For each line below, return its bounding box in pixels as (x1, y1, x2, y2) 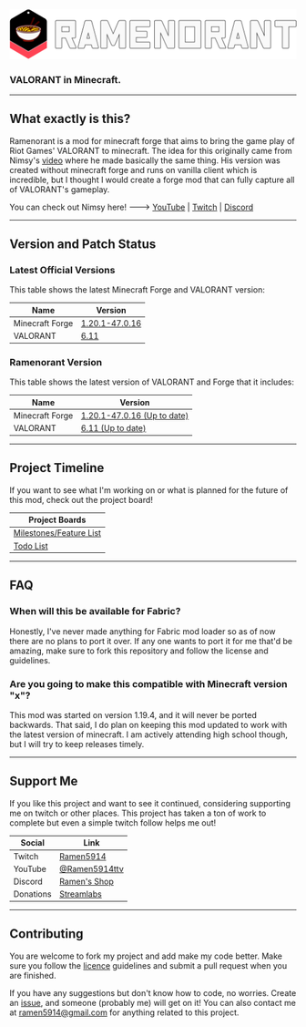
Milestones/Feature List (13, 528, 102, 539)
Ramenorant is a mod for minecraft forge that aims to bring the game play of (9, 135, 295, 146)
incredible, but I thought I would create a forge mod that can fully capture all (9, 174, 295, 185)
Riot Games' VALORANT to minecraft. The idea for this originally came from (9, 145, 293, 156)
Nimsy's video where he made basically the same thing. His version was (9, 155, 280, 166)
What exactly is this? (9, 111, 131, 127)
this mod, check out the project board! (9, 494, 153, 505)
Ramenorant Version (9, 355, 103, 368)
